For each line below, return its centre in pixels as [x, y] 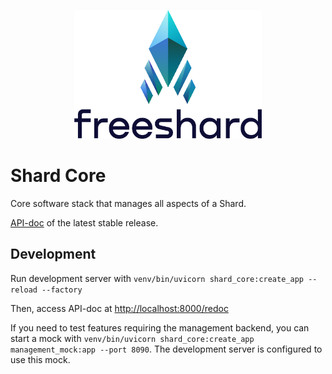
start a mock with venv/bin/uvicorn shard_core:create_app [132, 338]
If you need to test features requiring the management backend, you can [160, 327]
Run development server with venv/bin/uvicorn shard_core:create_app [157, 278]
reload [24, 290]
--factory [62, 290]
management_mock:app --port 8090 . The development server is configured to [166, 349]
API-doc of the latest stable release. [84, 222]
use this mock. [40, 359]
